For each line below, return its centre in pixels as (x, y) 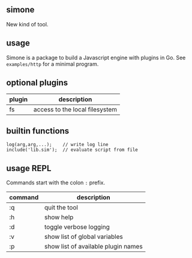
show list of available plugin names (93, 247)
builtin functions (38, 131)
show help (59, 217)
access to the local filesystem (75, 110)
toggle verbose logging (77, 227)
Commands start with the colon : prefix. (56, 183)
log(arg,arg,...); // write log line (58, 145)
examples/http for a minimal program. (52, 64)
